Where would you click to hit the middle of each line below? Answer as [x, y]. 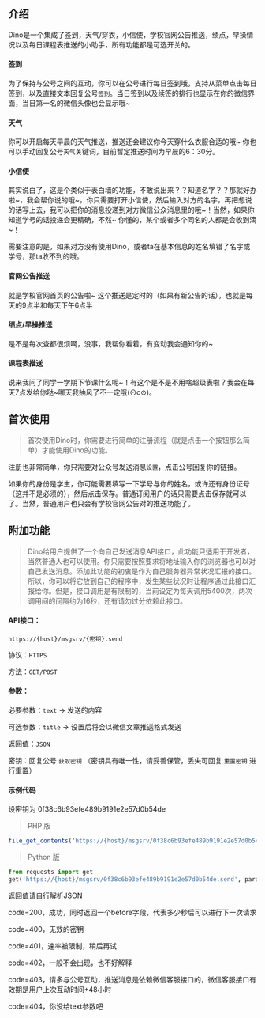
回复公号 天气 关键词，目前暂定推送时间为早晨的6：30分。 [127, 152]
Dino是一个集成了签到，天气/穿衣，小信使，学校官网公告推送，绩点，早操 [127, 35]
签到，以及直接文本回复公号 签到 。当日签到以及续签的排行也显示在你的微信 [128, 93]
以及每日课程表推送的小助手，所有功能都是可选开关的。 [105, 44]
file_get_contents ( [40, 841]
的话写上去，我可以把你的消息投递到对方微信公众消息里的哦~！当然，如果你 [131, 210]
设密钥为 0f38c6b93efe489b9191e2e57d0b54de [87, 809]
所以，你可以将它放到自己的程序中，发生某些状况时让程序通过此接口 [138, 581]
